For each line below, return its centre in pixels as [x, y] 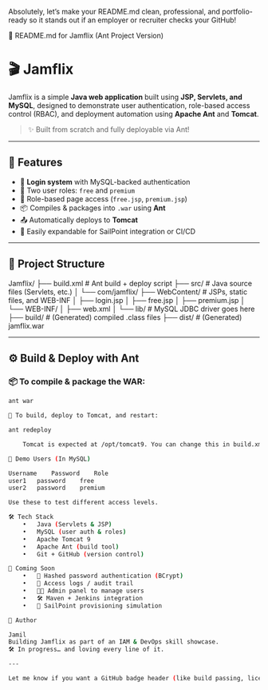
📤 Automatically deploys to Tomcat [79, 220]
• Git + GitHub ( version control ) [84, 554]
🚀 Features [35, 163]
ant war [21, 401]
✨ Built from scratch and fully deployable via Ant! [108, 129]
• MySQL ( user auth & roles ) [75, 532]
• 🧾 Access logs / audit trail [78, 584]
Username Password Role [59, 473]
